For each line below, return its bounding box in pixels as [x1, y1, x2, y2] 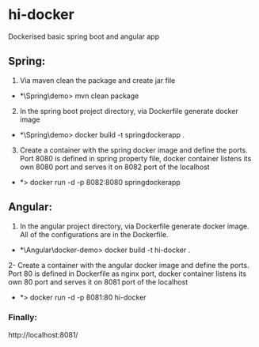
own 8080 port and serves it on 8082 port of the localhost [19, 162, 210, 172]
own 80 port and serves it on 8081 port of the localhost [8, 277, 189, 286]
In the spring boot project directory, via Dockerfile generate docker [19, 106, 239, 115]
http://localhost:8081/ [8, 330, 78, 339]
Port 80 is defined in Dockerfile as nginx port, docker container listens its [8, 269, 247, 278]
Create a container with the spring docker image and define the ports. [19, 145, 248, 155]
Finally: [8, 312, 38, 323]
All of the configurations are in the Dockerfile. [19, 229, 169, 239]
